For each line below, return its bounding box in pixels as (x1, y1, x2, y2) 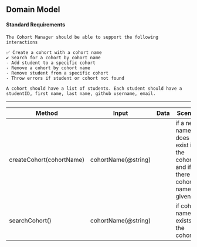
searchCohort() (9, 216, 52, 225)
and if (175, 163, 192, 171)
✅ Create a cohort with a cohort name (6, 49, 102, 55)
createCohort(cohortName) (9, 155, 85, 164)
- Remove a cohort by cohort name (6, 65, 91, 71)
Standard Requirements (6, 21, 66, 28)
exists (175, 216, 192, 225)
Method (35, 109, 58, 117)
